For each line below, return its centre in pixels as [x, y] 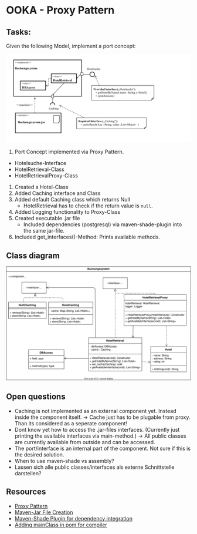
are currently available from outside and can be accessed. [85, 442]
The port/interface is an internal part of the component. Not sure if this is [103, 448]
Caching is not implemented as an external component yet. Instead [96, 411]
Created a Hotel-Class [41, 187]
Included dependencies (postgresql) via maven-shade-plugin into [103, 224]
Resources [26, 492]
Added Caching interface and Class [57, 193]
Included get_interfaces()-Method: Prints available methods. [87, 237]
